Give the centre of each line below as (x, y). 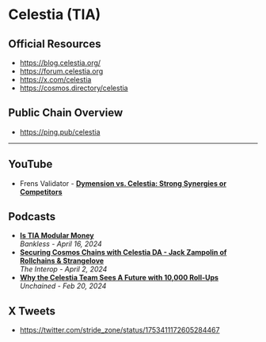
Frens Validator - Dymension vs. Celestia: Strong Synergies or (123, 183)
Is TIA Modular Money (57, 236)
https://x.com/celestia (55, 80)
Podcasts (32, 217)
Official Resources (55, 44)
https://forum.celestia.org (61, 71)
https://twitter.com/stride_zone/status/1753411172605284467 (120, 330)
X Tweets (32, 311)
